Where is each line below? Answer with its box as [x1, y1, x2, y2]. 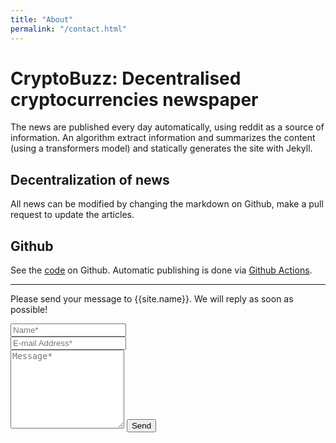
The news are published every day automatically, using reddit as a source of [10, 121, 325, 133]
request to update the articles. [10, 209, 135, 221]
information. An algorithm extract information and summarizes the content [10, 132, 316, 144]
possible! [10, 304, 48, 316]
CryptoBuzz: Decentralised [10, 67, 242, 90]
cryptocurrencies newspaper [10, 88, 259, 111]
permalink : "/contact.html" [10, 24, 128, 34]
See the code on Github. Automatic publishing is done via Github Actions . [10, 264, 313, 276]
